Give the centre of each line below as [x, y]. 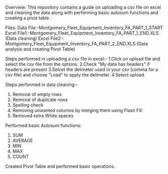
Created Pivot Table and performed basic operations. [60, 166]
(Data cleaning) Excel [27, 38]
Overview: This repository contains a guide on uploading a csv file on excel [83, 7]
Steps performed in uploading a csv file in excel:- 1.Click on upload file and [83, 59]
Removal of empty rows [37, 94]
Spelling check [28, 105]
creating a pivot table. [28, 18]
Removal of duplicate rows [40, 100]
